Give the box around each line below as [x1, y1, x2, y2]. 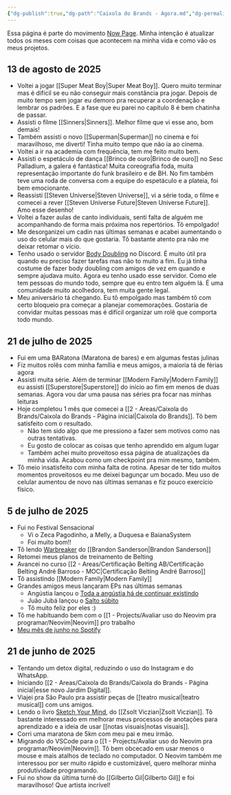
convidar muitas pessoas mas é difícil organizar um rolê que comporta [16, 308, 217, 316]
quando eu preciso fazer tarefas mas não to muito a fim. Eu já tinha [16, 257, 208, 265]
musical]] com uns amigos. [16, 700, 94, 708]
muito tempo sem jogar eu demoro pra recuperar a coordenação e [16, 96, 205, 105]
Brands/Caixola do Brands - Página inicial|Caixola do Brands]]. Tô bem [16, 412, 217, 420]
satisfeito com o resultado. [16, 420, 93, 428]
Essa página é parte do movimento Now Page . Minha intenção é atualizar [7, 29, 214, 37]
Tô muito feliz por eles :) [27, 604, 96, 612]
